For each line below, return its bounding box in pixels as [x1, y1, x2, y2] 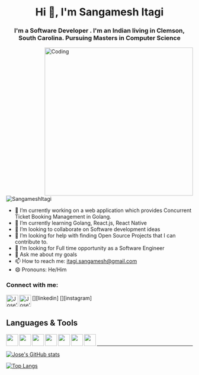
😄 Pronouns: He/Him [14, 266, 67, 273]
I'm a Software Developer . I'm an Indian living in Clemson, [14, 27, 185, 35]
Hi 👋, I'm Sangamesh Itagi [35, 5, 164, 19]
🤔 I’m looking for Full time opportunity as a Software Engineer [14, 245, 165, 252]
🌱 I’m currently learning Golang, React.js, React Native [14, 219, 147, 227]
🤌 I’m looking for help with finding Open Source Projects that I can [14, 232, 176, 239]
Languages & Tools [6, 318, 78, 328]
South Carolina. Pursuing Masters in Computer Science [18, 34, 181, 42]
